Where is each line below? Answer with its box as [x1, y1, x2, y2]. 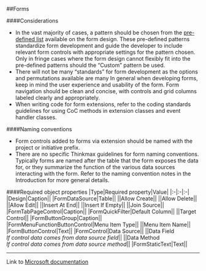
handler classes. [15, 113, 57, 121]
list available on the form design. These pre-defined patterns [36, 36, 190, 42]
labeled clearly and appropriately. [15, 94, 100, 101]
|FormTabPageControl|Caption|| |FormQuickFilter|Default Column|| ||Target [6, 208, 196, 215]
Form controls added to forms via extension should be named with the [15, 137, 193, 145]
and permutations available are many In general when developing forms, [15, 75, 198, 82]
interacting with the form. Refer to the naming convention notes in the [15, 170, 191, 177]
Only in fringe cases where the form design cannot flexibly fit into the [15, 55, 191, 62]
